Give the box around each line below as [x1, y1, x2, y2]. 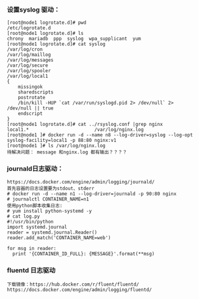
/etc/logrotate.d [7, 25, 51, 31]
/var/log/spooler [7, 68, 51, 74]
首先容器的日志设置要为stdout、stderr [7, 185, 95, 191]
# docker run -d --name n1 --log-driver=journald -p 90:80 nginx [7, 191, 176, 197]
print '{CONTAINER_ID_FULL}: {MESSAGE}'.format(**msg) [12, 251, 155, 257]
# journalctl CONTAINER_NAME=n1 [7, 196, 89, 202]
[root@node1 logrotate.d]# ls [7, 31, 84, 37]
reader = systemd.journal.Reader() [7, 229, 98, 235]
